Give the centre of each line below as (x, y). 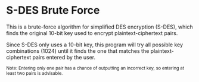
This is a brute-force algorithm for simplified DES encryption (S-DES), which (100, 27)
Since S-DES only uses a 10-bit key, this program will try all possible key (95, 45)
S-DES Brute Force (53, 10)
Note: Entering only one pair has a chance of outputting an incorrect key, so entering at (95, 68)
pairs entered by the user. (64, 57)
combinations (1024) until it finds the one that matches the (78, 51)
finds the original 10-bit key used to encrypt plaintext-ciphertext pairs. (92, 33)
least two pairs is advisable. (35, 73)
